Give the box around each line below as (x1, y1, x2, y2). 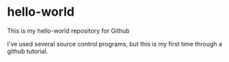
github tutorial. (7, 47, 49, 55)
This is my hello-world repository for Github (7, 27, 130, 35)
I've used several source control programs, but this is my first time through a (7, 40, 222, 48)
